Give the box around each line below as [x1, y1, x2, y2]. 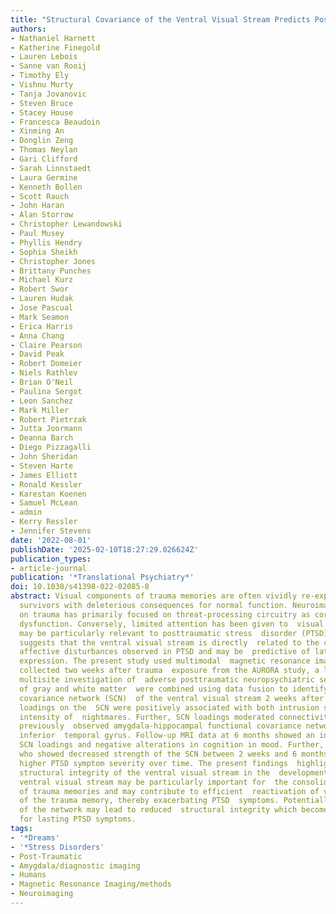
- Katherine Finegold [10, 42, 101, 53]
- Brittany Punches [10, 266, 92, 276]
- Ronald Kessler [10, 479, 83, 490]
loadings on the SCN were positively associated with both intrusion [19, 702, 320, 713]
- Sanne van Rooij [10, 61, 87, 71]
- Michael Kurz [10, 275, 74, 285]
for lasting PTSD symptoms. [19, 814, 137, 825]
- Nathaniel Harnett [10, 33, 97, 43]
